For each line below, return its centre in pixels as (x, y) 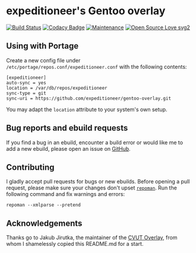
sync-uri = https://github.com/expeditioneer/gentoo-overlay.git (88, 98)
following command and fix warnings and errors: (66, 194)
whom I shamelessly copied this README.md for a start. (75, 244)
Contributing (30, 167)
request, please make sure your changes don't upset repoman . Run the (91, 188)
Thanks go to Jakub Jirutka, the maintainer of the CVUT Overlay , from (92, 238)
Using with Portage (42, 46)
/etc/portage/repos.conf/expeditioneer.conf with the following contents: (97, 67)
